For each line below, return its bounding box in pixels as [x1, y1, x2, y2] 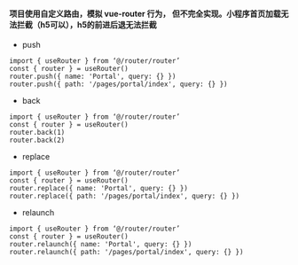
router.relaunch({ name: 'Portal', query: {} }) [9, 240, 192, 249]
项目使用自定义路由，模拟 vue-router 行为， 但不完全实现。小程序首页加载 [9, 8, 281, 19]
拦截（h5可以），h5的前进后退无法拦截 [16, 19, 157, 30]
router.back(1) [9, 129, 66, 137]
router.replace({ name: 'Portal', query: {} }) [9, 184, 189, 193]
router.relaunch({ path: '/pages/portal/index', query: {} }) [9, 248, 244, 257]
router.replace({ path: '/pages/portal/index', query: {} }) [9, 191, 240, 201]
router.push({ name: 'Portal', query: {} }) [9, 72, 176, 82]
